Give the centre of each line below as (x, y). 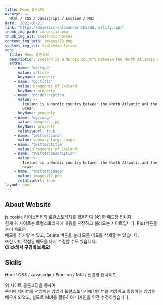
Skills (13, 263)
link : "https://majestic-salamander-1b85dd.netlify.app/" (65, 28)
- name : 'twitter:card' (38, 136)
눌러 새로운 (16, 229)
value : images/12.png (40, 176)
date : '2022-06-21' (25, 23)
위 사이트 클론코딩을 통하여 (30, 285)
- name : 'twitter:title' (39, 145)
